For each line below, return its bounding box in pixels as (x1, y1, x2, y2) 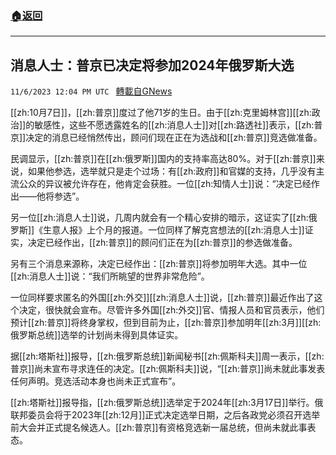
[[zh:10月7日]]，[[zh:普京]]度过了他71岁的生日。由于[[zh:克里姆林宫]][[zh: (10, 107, 312, 119)
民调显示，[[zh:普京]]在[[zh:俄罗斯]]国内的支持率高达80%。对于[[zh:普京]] (10, 153, 317, 165)
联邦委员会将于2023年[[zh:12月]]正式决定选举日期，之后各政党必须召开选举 (10, 409, 321, 421)
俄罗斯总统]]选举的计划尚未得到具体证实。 (10, 329, 184, 341)
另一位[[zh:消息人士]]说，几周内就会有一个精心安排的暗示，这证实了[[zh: (10, 212, 309, 224)
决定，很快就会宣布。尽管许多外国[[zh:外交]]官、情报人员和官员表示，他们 (18, 304, 325, 316)
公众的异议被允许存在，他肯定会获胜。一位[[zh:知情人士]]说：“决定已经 (18, 178, 312, 190)
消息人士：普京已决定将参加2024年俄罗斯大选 (10, 57, 295, 74)
